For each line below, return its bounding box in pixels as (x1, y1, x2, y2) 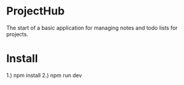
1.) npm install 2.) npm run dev (6, 71, 82, 79)
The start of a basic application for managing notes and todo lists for (6, 24, 178, 31)
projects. (6, 30, 29, 37)
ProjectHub (6, 4, 65, 18)
